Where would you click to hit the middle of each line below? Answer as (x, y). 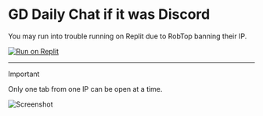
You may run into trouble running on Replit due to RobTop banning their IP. (128, 36)
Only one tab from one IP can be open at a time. (85, 89)
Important (24, 74)
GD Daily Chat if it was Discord (109, 14)
